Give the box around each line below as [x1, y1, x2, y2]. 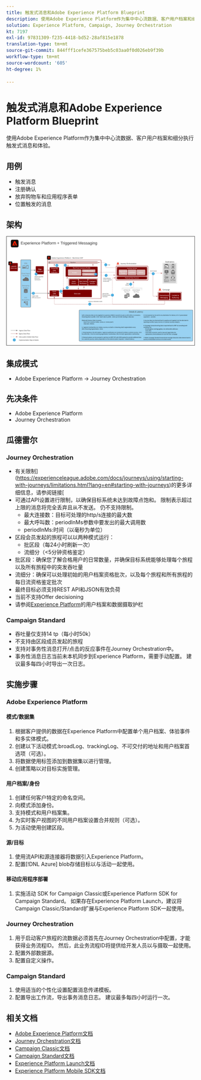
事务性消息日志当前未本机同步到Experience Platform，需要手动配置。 [14, 653, 185, 660]
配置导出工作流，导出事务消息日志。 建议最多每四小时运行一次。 [14, 994, 174, 1001]
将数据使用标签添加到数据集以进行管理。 [14, 757, 115, 764]
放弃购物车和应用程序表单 [14, 193, 78, 200]
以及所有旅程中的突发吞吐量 [14, 564, 84, 571]
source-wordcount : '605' [6, 60, 68, 66]
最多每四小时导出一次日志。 [20, 660, 88, 667]
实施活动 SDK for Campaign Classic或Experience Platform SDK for [14, 890, 178, 897]
